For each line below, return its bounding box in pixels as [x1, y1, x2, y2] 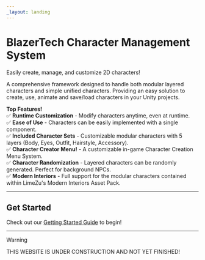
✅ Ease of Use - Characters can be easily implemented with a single [6, 119, 179, 126]
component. [6, 125, 37, 133]
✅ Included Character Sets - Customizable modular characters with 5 [6, 132, 183, 139]
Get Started [6, 202, 51, 213]
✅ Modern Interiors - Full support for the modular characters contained [6, 172, 187, 179]
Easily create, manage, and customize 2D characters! [6, 69, 140, 76]
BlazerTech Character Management [6, 35, 190, 49]
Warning [6, 236, 27, 243]
